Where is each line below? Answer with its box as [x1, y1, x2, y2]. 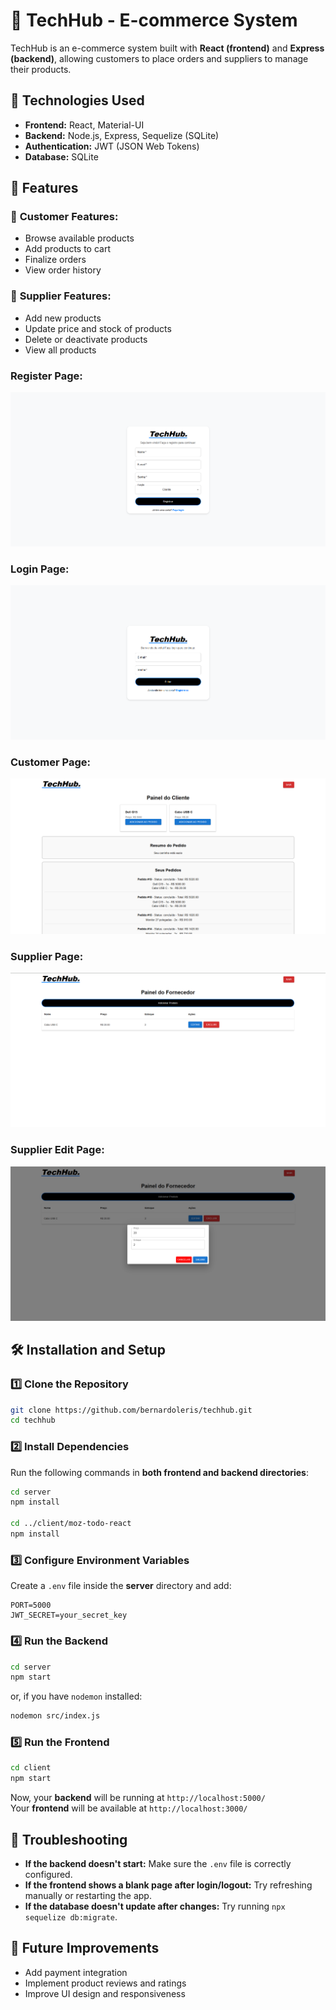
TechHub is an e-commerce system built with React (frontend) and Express [10, 42, 325, 54]
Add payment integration [24, 1966, 128, 1978]
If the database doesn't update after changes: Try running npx [24, 1900, 286, 1912]
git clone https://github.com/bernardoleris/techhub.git [10, 1405, 253, 1415]
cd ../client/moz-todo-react [10, 1519, 132, 1529]
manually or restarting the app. [24, 1890, 152, 1901]
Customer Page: [10, 755, 91, 769]
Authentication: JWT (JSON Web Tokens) [24, 140, 200, 152]
